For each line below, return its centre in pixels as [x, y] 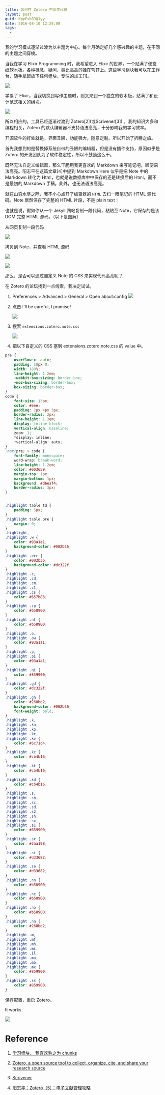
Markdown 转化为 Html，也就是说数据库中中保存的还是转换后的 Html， [77, 177]
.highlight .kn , [22, 725]
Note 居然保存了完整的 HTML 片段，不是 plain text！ [66, 200]
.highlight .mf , [22, 940]
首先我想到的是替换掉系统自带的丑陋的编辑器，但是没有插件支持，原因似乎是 [82, 148]
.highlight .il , [22, 953]
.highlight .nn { [23, 880]
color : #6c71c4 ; [31, 743]
